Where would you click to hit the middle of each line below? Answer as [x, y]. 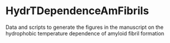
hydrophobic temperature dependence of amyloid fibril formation [85, 33]
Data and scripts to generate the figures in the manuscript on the [85, 27]
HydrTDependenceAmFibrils [77, 11]
